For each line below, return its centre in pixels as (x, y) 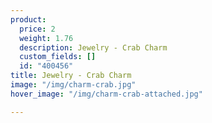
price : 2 (37, 29)
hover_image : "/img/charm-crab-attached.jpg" (106, 94)
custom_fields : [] (58, 57)
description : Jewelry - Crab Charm (93, 47)
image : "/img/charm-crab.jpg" (73, 85)
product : (28, 19)
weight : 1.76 (46, 38)
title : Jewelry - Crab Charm (71, 76)
